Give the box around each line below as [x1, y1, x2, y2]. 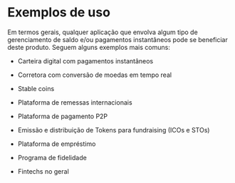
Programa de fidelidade [17, 153, 87, 162]
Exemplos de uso [7, 4, 110, 21]
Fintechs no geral [17, 167, 69, 175]
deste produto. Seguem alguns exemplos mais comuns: [7, 43, 171, 51]
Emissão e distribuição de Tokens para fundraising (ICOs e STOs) [17, 125, 210, 134]
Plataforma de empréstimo [17, 140, 96, 148]
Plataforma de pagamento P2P [17, 112, 108, 120]
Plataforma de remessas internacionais [17, 98, 133, 107]
